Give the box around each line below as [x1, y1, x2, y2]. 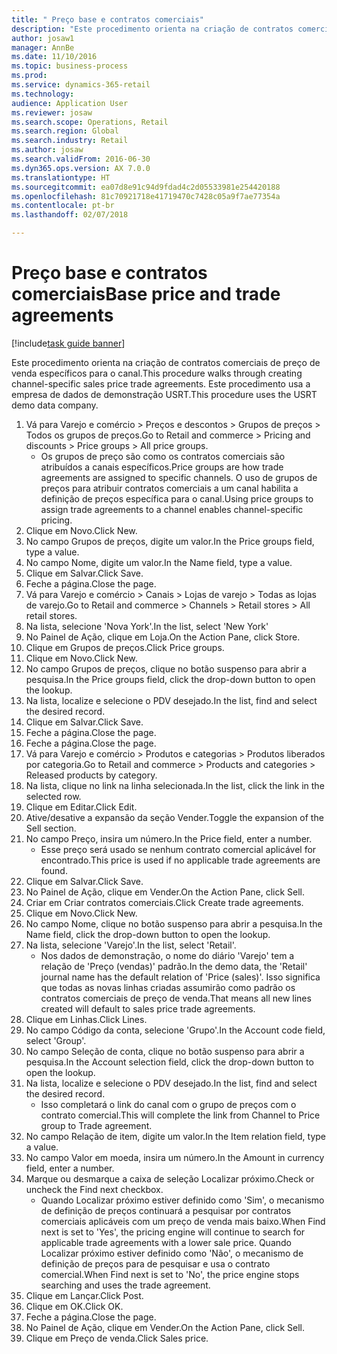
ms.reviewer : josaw [11, 107, 93, 118]
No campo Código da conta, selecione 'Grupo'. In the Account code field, [25, 1024, 326, 1036]
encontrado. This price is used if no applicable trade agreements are [40, 854, 321, 866]
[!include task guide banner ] [11, 337, 126, 349]
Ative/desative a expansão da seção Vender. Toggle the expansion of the [25, 811, 324, 823]
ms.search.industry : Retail [11, 136, 129, 146]
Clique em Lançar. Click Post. [25, 1289, 144, 1301]
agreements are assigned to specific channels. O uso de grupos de [40, 471, 318, 483]
